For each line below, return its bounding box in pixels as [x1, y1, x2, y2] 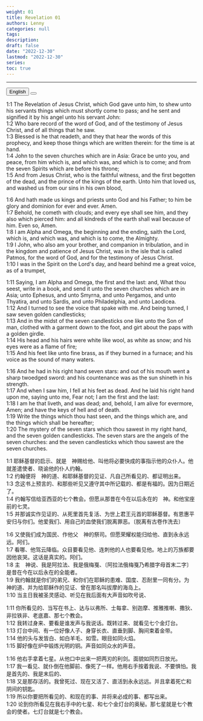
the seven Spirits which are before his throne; [6, 165, 120, 173]
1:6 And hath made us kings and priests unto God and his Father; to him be [6, 196, 192, 204]
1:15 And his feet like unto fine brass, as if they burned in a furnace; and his [6, 350, 193, 357]
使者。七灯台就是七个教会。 [16, 708, 86, 716]
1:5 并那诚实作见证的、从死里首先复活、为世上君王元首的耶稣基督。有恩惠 [6, 510, 189, 518]
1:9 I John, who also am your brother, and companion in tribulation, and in [6, 241, 189, 248]
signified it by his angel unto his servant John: [6, 113, 121, 121]
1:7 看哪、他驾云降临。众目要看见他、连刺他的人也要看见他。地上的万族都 [6, 546, 189, 553]
